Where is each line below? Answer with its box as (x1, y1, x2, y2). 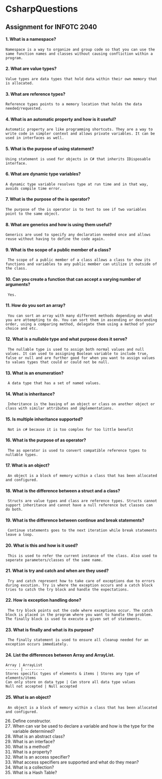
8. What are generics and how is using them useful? (5, 221, 112, 227)
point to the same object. (5, 211, 60, 216)
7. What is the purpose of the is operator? (5, 196, 90, 202)
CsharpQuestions (5, 3, 78, 15)
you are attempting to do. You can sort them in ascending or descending (5, 317, 158, 322)
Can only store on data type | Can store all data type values (5, 680, 136, 685)
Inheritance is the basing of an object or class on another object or (7, 402, 155, 406)
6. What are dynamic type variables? (5, 171, 81, 177)
